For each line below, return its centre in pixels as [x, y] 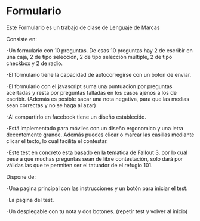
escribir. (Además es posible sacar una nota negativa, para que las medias [98, 99]
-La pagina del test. [30, 200]
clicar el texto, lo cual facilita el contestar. [57, 141]
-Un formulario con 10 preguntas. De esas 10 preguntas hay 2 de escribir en [99, 50]
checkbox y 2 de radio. [34, 63]
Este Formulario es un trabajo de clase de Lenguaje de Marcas [83, 27]
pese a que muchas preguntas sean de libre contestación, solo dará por [95, 158]
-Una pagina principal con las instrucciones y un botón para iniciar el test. [97, 188]
